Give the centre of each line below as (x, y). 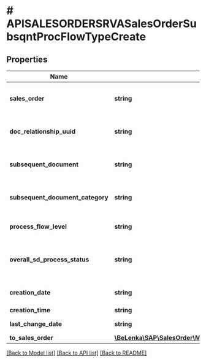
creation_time (30, 310)
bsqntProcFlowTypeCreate (76, 37)
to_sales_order (31, 338)
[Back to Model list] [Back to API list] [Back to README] (77, 353)
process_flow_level (38, 226)
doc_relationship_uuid (43, 131)
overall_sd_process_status (49, 260)
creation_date (30, 292)
